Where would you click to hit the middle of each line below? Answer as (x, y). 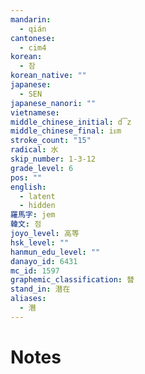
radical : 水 (34, 150)
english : (28, 187)
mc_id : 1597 (35, 271)
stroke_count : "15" (51, 141)
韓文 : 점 (26, 224)
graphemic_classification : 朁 (72, 280)
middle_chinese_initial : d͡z (71, 122)
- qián (33, 29)
